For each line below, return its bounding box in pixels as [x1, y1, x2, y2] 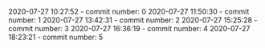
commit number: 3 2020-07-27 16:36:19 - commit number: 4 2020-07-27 [8, 24, 251, 33]
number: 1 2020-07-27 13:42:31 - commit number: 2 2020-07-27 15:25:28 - [8, 15, 258, 25]
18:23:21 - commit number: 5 [8, 32, 104, 42]
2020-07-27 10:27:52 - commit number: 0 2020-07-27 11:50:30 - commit [8, 7, 250, 16]
